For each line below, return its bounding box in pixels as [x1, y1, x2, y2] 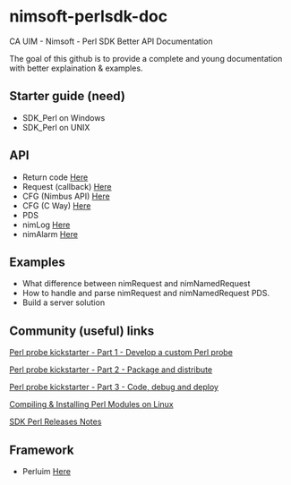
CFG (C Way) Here [21, 200, 91, 211]
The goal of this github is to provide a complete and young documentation [9, 53, 283, 64]
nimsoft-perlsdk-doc [9, 6, 168, 27]
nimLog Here [21, 219, 71, 230]
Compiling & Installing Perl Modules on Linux [9, 399, 174, 410]
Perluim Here [21, 466, 72, 476]
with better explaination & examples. [9, 63, 143, 73]
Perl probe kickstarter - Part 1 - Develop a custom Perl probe [9, 347, 233, 358]
